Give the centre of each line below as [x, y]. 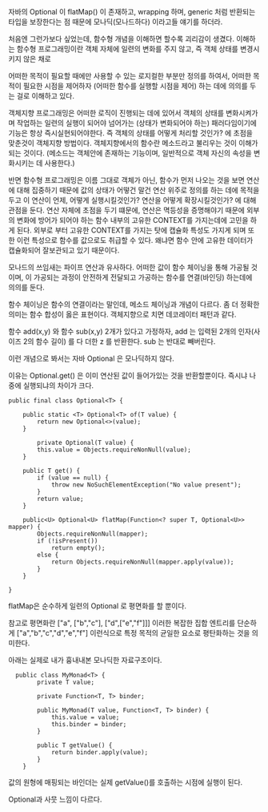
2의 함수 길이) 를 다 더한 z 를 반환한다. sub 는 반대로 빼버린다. [119, 341]
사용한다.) [60, 163]
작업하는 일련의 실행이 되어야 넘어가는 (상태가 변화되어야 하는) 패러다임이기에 [137, 123]
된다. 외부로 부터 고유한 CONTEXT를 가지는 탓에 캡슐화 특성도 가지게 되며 [131, 230]
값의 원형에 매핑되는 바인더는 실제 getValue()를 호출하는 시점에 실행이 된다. [126, 782]
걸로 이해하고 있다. [45, 96]
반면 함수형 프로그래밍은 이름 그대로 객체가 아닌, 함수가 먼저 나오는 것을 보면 [127, 180]
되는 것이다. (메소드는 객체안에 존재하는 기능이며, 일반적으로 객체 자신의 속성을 [130, 153]
